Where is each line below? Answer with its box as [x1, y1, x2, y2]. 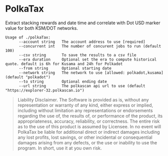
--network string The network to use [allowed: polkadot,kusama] [18, 70, 164, 75]
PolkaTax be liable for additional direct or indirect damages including [17, 129, 160, 135]
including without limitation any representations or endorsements [17, 107, 153, 114]
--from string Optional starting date [18, 66, 112, 71]
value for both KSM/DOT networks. [5, 25, 78, 31]
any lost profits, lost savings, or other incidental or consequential [17, 134, 153, 140]
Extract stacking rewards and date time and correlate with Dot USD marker [5, 20, 160, 26]
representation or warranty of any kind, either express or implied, [17, 102, 153, 108]
